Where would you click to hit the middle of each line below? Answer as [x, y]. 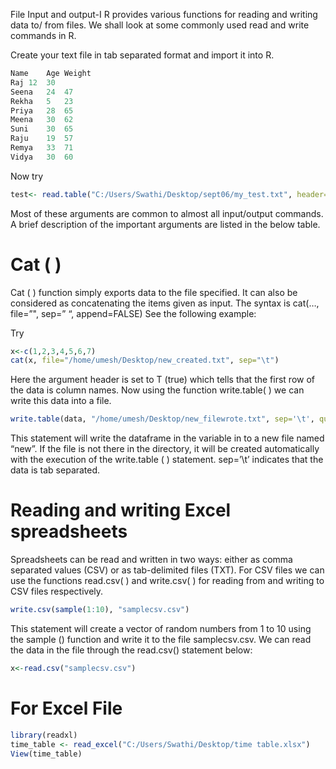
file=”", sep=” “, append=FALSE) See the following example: [133, 313]
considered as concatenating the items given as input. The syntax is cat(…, [165, 303]
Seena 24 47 [42, 92]
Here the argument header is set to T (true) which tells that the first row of [162, 380]
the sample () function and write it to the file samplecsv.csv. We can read [161, 639]
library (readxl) [44, 735]
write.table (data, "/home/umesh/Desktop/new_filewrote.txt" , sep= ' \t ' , [162, 419]
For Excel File [66, 708]
